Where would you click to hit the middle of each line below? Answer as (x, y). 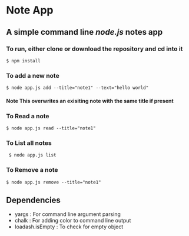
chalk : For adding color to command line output (73, 221)
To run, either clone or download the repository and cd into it (94, 49)
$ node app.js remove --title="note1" (54, 182)
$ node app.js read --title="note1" (51, 128)
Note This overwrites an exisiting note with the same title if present (90, 101)
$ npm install (24, 61)
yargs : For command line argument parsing (67, 214)
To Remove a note (32, 170)
